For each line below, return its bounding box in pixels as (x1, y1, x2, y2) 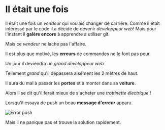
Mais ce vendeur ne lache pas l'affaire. (5, 40, 86, 47)
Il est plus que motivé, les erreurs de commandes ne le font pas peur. (5, 51, 151, 57)
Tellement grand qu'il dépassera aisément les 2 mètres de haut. (5, 70, 139, 76)
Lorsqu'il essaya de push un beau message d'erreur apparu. (5, 100, 133, 106)
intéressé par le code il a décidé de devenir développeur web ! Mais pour (5, 25, 156, 31)
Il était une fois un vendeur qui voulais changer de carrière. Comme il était (5, 20, 160, 26)
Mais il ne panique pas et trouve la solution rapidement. (5, 119, 121, 125)
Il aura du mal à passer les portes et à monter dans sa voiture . (5, 80, 136, 86)
